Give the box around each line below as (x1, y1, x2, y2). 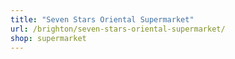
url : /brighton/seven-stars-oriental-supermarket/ (10, 24, 226, 34)
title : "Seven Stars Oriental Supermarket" (10, 14, 195, 25)
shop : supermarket (10, 33, 87, 43)
